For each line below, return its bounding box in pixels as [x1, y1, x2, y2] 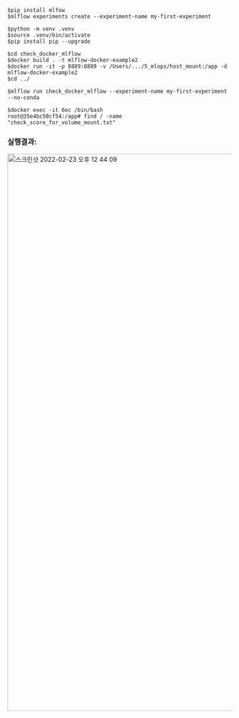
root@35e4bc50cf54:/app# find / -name [7, 113, 122, 120]
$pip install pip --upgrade [7, 38, 91, 45]
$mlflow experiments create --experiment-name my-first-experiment [7, 13, 212, 20]
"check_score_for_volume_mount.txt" [7, 119, 116, 126]
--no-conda [7, 94, 40, 101]
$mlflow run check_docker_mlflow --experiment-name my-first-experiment [7, 88, 228, 95]
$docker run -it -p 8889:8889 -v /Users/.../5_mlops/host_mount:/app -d [7, 63, 228, 70]
